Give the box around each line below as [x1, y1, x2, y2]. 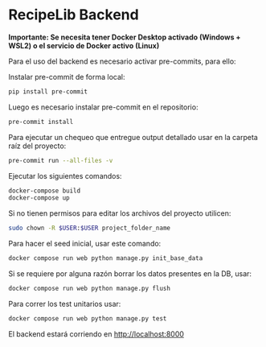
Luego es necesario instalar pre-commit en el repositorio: [8, 102, 198, 112]
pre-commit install [8, 118, 74, 126]
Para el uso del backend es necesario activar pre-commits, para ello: [8, 56, 236, 66]
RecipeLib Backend [8, 6, 139, 24]
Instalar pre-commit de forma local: [8, 72, 126, 81]
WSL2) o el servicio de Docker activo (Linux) [8, 40, 160, 50]
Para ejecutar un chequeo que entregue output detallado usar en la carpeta [8, 132, 259, 142]
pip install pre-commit [8, 87, 88, 96]
